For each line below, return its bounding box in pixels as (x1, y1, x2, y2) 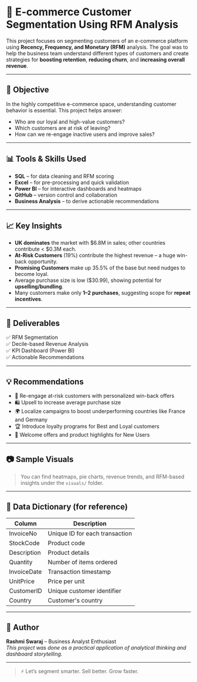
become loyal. (14, 271, 49, 278)
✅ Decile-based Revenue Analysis (6, 341, 89, 348)
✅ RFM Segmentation (6, 334, 59, 341)
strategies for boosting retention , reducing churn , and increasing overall (6, 56, 185, 63)
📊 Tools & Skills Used (6, 154, 87, 164)
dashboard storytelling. (6, 650, 63, 658)
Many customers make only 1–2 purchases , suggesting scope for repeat (14, 290, 191, 297)
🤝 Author (6, 623, 39, 633)
